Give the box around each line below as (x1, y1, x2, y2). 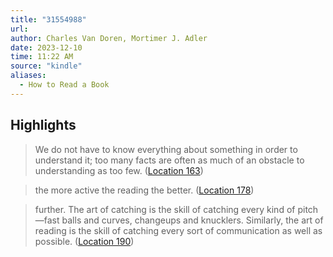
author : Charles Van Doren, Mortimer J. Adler (10, 33, 208, 43)
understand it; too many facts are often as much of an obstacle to (34, 154, 305, 166)
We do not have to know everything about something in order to (34, 143, 298, 155)
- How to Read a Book (19, 80, 110, 90)
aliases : (10, 71, 47, 81)
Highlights (10, 117, 77, 134)
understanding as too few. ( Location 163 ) (34, 164, 204, 176)
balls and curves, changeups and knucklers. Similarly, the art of (61, 214, 324, 226)
